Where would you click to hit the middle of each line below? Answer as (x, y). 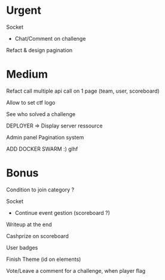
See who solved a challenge (41, 114)
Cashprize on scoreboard (37, 236)
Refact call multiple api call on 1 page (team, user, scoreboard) (83, 91)
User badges (22, 247)
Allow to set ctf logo (31, 102)
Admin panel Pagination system (45, 137)
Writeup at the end (29, 224)
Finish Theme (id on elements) (44, 259)
